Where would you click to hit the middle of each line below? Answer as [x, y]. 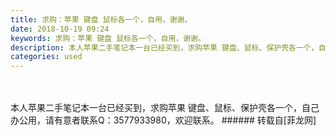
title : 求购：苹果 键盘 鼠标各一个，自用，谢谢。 [101, 19]
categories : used [46, 57]
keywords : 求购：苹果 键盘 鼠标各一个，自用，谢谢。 [108, 38]
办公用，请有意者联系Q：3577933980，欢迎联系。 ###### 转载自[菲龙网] [163, 120]
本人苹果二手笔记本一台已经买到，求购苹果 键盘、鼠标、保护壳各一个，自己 [165, 108]
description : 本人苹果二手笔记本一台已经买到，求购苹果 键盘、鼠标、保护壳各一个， [164, 47]
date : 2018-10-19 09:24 [60, 29]
